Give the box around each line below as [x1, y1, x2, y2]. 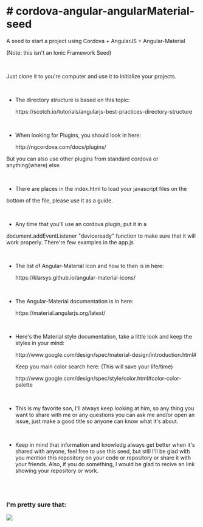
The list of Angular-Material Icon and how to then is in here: [15, 262, 164, 269]
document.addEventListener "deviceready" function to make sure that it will [6, 232, 196, 239]
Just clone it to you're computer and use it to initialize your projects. [6, 72, 177, 80]
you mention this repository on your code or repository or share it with [15, 454, 191, 461]
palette [15, 381, 33, 388]
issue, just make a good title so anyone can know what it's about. [15, 418, 179, 425]
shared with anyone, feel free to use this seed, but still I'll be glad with [15, 447, 190, 455]
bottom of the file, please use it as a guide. [6, 196, 114, 204]
